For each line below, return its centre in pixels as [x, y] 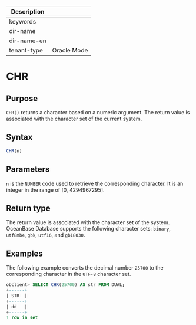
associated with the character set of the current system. [74, 119]
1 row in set [22, 318]
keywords [23, 22]
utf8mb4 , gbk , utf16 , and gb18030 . [46, 235]
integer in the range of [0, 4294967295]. [55, 190]
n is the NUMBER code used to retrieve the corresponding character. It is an [95, 183]
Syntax [19, 137]
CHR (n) [14, 151]
